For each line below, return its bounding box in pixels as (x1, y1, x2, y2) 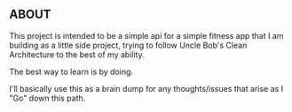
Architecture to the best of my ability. (9, 49, 145, 60)
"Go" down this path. (9, 93, 86, 103)
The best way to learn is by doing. (9, 66, 134, 77)
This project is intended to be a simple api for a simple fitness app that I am (9, 30, 284, 41)
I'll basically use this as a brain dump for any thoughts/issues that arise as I (9, 83, 284, 93)
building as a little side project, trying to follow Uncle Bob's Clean (9, 40, 248, 50)
